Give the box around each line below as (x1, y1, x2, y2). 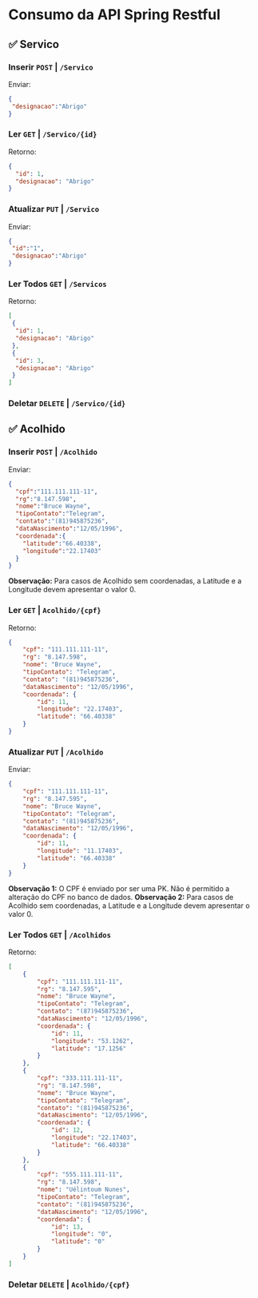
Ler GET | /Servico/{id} (8, 129, 97, 140)
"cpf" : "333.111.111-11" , (37, 1074, 124, 1082)
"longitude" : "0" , (50, 1230, 113, 1238)
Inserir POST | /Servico (8, 62, 93, 73)
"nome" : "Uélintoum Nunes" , (37, 1185, 130, 1194)
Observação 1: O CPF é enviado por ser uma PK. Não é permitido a (8, 883, 230, 893)
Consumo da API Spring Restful (8, 6, 221, 24)
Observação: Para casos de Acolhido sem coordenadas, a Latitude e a (8, 576, 242, 586)
